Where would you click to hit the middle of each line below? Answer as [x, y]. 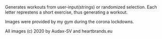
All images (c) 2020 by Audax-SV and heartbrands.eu [59, 31]
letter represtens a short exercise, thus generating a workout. [66, 12]
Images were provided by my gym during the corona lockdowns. [70, 22]
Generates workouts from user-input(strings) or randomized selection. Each [81, 7]
